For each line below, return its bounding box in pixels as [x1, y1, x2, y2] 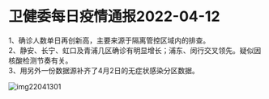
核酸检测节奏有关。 [8, 56, 73, 65]
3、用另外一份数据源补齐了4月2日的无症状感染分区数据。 [8, 65, 200, 75]
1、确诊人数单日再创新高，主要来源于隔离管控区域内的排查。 [8, 35, 211, 45]
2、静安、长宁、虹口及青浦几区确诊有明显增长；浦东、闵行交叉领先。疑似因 [8, 45, 262, 55]
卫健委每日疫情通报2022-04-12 [8, 7, 220, 26]
